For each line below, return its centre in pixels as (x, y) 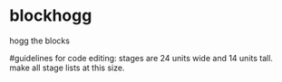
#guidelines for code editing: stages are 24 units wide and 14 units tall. (141, 58)
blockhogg (51, 16)
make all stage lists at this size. (67, 68)
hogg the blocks (40, 41)
